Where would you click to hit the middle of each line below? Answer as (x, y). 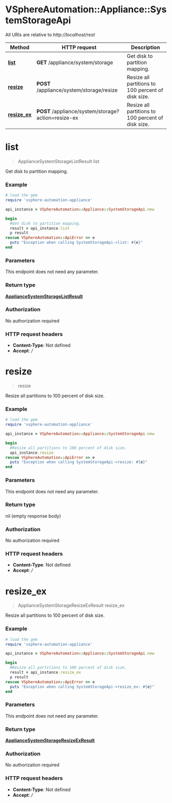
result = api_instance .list (40, 228)
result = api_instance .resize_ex (46, 672)
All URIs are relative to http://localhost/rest (50, 34)
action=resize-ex (57, 118)
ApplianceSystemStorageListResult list (59, 161)
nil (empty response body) (33, 516)
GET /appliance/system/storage (75, 62)
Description (145, 47)
